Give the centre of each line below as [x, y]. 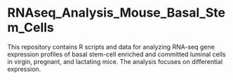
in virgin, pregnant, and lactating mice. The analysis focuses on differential [115, 61]
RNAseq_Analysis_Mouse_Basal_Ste [116, 13]
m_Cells [31, 27]
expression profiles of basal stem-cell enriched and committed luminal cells [116, 54]
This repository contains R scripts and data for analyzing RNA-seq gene [111, 47]
